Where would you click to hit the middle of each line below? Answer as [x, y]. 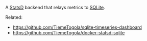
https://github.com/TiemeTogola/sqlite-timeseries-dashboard [77, 27]
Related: [14, 17]
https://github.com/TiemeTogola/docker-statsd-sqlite [69, 33]
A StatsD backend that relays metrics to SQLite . [55, 7]
